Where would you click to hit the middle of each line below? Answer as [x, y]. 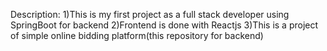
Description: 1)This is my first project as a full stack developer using [150, 14]
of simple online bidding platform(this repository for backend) [137, 35]
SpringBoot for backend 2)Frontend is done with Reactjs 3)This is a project [164, 25]
